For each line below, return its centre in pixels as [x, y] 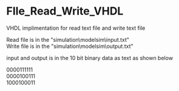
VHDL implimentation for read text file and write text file [76, 28]
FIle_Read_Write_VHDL [65, 11]
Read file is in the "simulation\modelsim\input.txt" [68, 39]
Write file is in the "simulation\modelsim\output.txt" [70, 46]
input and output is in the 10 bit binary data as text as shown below [90, 58]
